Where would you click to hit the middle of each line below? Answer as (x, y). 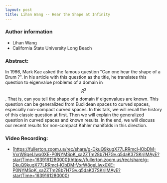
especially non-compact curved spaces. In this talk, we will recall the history (83, 109)
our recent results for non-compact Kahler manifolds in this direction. (76, 125)
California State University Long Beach (52, 48)
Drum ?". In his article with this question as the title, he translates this (76, 77)
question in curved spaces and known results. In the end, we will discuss (80, 120)
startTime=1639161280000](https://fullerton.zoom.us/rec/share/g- (81, 160)
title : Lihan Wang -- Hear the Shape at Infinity (58, 14)
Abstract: (17, 61)
